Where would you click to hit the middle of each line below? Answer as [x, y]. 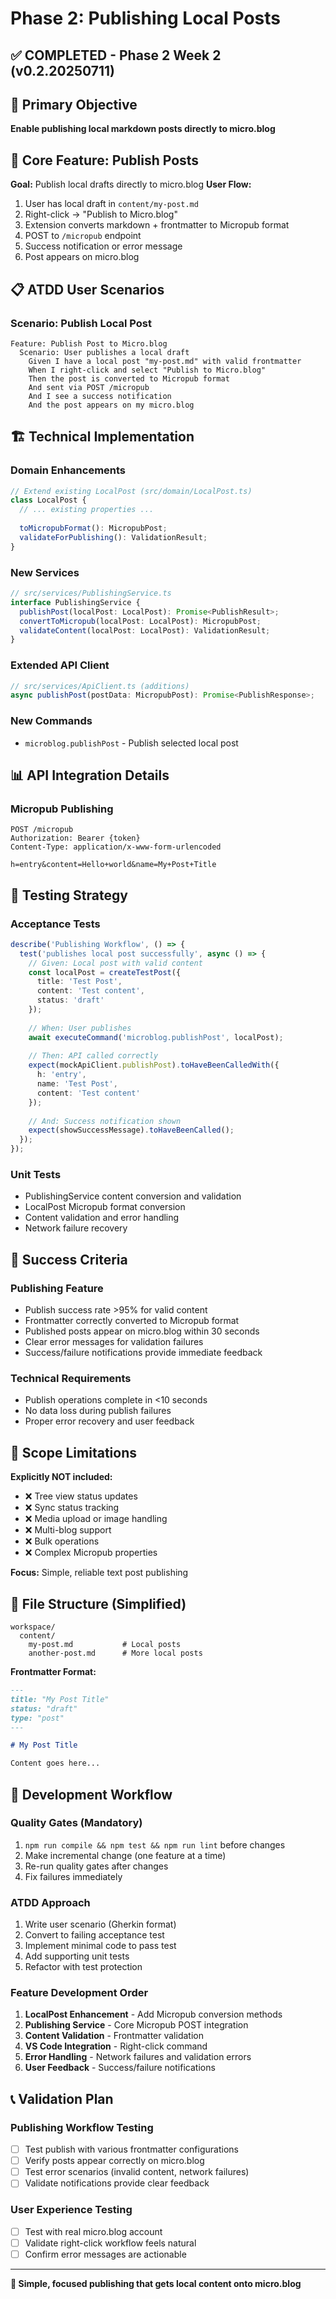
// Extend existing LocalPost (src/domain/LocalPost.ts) [131, 491]
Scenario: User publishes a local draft [104, 352]
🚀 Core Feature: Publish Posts [105, 160]
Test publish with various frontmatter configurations [131, 2149]
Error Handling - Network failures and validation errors [138, 2057]
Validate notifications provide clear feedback [117, 2183]
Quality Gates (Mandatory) [76, 1823]
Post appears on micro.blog [82, 257]
